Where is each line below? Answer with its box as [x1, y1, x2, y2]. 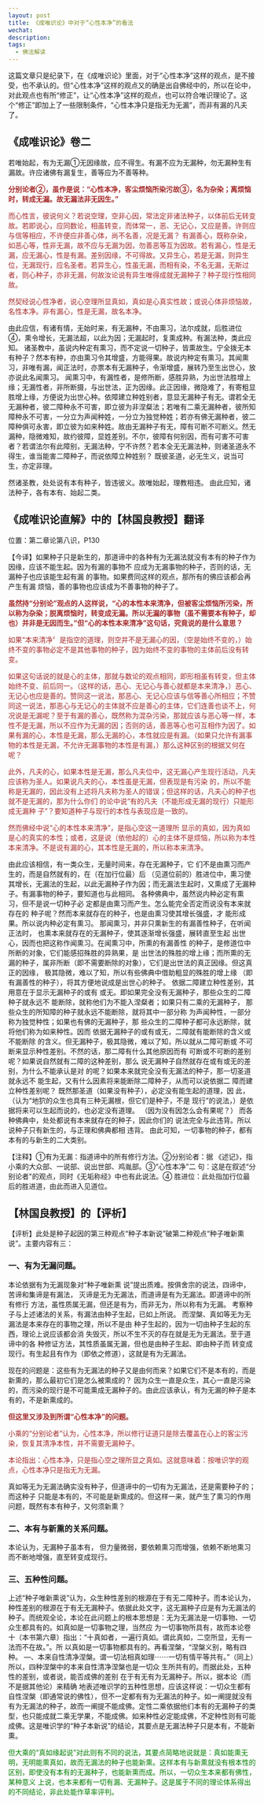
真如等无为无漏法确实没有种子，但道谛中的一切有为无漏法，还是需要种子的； [8, 1482, 256, 1491]
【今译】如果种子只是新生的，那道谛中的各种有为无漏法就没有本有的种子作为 [8, 552, 256, 562]
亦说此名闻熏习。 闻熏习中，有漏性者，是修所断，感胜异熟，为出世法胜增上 [8, 372, 251, 382]
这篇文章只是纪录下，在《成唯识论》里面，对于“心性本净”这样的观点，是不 [8, 71, 249, 80]
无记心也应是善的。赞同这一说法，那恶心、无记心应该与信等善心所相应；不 [8, 691, 249, 700]
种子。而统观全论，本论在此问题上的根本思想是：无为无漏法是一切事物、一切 [8, 1613, 256, 1623]
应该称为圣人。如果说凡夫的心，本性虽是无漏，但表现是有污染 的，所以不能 [8, 777, 251, 786]
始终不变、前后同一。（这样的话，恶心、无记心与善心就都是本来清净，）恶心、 [8, 681, 256, 690]
